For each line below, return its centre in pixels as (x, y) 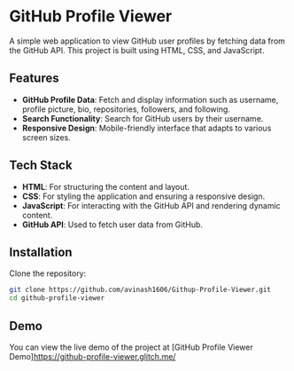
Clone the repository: (48, 273)
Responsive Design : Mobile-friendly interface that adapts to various (147, 128)
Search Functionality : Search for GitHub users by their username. (143, 118)
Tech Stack (41, 166)
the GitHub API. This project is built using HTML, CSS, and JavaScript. (137, 50)
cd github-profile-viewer (57, 298)
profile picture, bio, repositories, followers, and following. (126, 109)
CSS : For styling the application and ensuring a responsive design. (143, 196)
